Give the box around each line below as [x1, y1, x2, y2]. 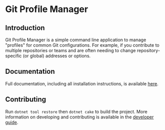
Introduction [5, 24, 45, 32]
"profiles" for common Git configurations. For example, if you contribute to [5, 42, 159, 48]
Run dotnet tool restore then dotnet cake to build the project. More [5, 108, 147, 114]
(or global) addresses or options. [23, 53, 91, 59]
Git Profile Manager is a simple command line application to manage [5, 37, 146, 43]
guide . [5, 119, 19, 125]
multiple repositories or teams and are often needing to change [5, 48, 136, 53]
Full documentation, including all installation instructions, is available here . [5, 80, 158, 86]
